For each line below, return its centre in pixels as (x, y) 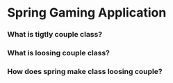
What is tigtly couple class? (55, 35)
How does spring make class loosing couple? (85, 71)
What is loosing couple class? (58, 53)
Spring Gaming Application (87, 13)
